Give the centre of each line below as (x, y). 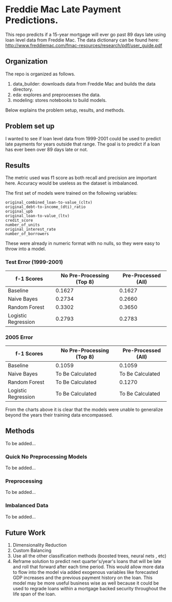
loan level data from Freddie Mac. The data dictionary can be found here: (82, 40)
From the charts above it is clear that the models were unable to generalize (84, 409)
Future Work (26, 533)
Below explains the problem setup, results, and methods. (65, 110)
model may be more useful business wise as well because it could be (86, 583)
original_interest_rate (31, 230)
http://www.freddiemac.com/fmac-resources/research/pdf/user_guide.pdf (84, 45)
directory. (23, 89)
